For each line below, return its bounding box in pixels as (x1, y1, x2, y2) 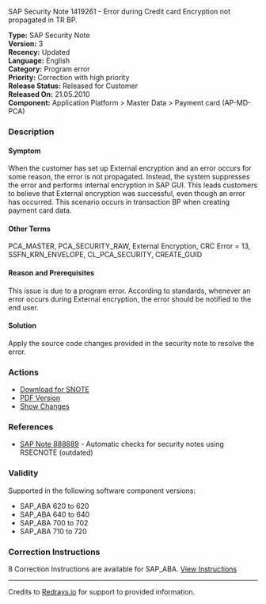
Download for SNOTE (19, 385, 89, 394)
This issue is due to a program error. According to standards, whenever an (8, 286, 251, 295)
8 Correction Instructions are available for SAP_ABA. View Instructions (8, 564, 237, 574)
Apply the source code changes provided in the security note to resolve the (8, 338, 255, 348)
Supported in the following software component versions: (8, 486, 196, 495)
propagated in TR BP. (8, 15, 78, 25)
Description (8, 126, 55, 137)
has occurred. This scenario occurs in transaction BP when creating (8, 198, 230, 207)
